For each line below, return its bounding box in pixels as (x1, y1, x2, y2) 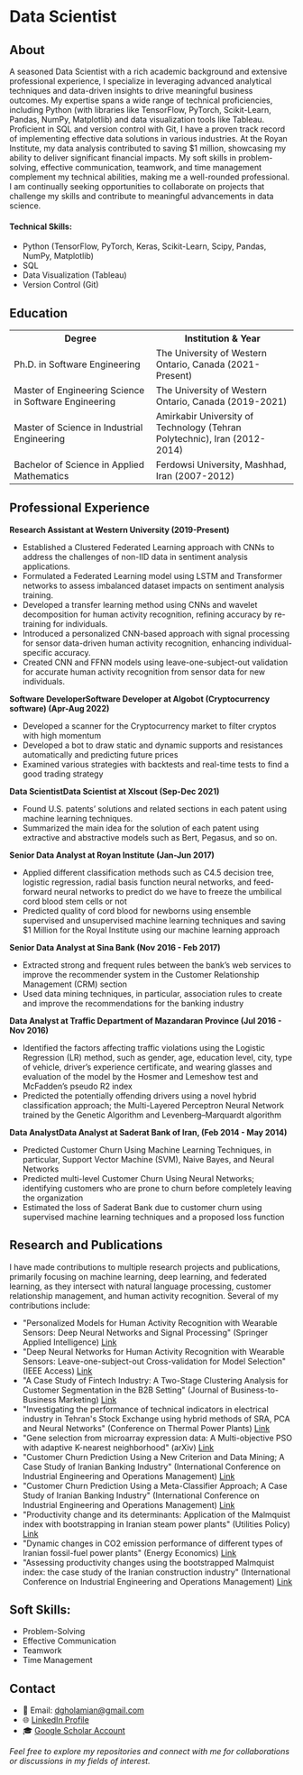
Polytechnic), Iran (156, 433, 231, 446)
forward (22, 886, 52, 897)
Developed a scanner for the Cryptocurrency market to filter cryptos (22, 720, 277, 731)
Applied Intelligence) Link (22, 1337, 117, 1347)
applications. (22, 561, 70, 572)
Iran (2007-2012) (156, 470, 234, 483)
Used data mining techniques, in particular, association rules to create (22, 988, 282, 998)
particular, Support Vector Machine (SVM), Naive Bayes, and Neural (22, 1154, 275, 1164)
